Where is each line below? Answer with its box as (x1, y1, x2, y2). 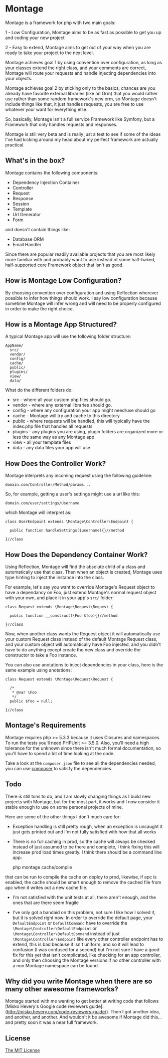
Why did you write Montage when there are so (5, 977, 152, 986)
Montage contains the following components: (5, 169, 99, 175)
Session (12, 201, 29, 207)
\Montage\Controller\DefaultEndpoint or (12, 925, 97, 931)
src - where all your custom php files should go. (12, 397, 112, 403)
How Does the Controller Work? (5, 459, 106, 468)
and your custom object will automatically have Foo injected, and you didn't (5, 641, 161, 647)
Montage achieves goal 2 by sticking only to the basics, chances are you (5, 85, 155, 91)
